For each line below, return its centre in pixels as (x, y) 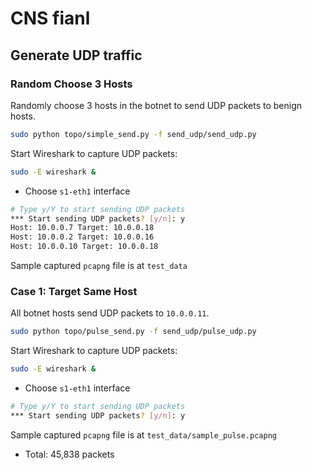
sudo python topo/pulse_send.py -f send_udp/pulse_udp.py (133, 332)
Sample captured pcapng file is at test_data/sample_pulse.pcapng (143, 434)
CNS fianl (50, 18)
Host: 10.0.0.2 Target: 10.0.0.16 (82, 237)
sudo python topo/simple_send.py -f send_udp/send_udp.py (133, 134)
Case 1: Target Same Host (74, 291)
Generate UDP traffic (76, 55)
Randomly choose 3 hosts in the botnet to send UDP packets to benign (156, 105)
